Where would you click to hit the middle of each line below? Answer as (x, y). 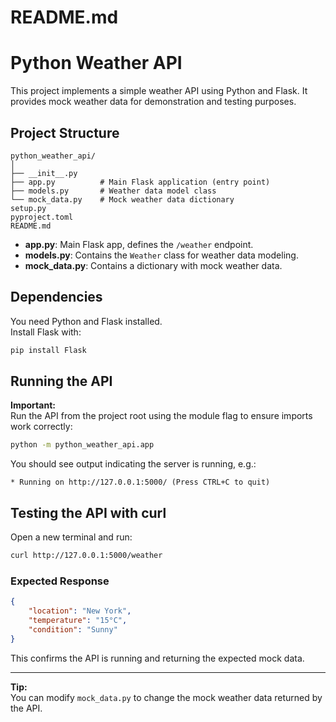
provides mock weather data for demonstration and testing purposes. (153, 102)
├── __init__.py (44, 173)
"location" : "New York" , (80, 611)
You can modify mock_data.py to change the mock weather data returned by (166, 697)
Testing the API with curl (88, 512)
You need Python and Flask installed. (86, 321)
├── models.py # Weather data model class (113, 191)
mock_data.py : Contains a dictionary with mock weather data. (153, 265)
